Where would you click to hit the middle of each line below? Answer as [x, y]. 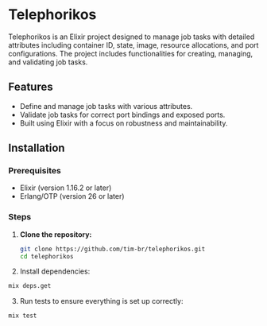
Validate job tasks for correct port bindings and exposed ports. [122, 114]
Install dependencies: [55, 271]
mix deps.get [30, 286]
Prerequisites [35, 171]
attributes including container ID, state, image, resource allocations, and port [133, 45]
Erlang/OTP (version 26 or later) [72, 196]
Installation [37, 148]
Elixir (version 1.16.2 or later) [66, 188]
